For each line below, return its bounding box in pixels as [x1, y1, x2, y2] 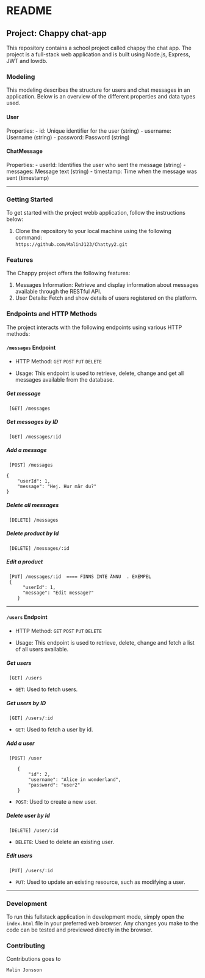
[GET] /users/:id [9, 715, 53, 721]
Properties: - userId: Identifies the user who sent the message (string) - [6, 161, 186, 168]
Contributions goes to [6, 955, 61, 963]
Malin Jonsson [6, 967, 43, 973]
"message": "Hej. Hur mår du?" [17, 483, 97, 489]
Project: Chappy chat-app [6, 28, 107, 39]
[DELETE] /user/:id [9, 827, 59, 834]
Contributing [6, 941, 45, 950]
